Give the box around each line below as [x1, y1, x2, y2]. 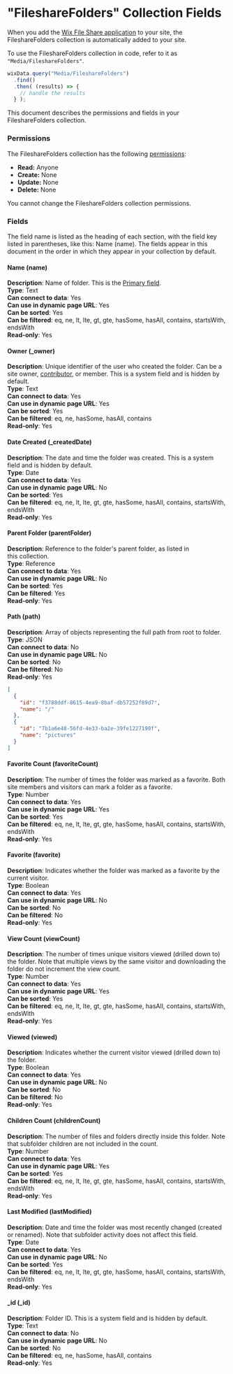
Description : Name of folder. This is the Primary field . [7, 278, 162, 288]
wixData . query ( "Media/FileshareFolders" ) [7, 70, 130, 77]
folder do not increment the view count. [7, 965, 121, 973]
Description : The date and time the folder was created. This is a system [7, 453, 214, 462]
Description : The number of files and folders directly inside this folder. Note [7, 1132, 225, 1140]
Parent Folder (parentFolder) [7, 529, 92, 537]
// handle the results [20, 90, 86, 97]
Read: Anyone [17, 163, 59, 171]
